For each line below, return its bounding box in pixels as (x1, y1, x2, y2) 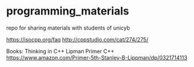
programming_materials (6, 4, 130, 18)
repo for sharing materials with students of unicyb (6, 24, 131, 31)
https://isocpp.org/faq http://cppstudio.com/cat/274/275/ (6, 36, 149, 43)
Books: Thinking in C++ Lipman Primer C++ (6, 47, 114, 55)
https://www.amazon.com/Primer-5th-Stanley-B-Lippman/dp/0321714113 (6, 54, 188, 61)
